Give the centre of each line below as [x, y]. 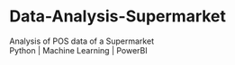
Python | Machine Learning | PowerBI [79, 50]
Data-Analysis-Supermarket [118, 16]
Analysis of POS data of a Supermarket [82, 41]
